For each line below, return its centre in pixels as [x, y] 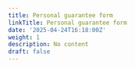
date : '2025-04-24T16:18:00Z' [57, 30]
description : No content [48, 45]
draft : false [29, 52]
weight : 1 [24, 37]
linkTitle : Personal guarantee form [67, 23]
